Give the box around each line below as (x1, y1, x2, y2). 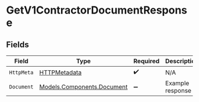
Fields (6, 40, 30, 50)
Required (133, 57, 160, 65)
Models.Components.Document (39, 83, 128, 91)
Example (165, 79, 190, 87)
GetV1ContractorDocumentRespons (6, 4, 188, 17)
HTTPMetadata (39, 68, 82, 77)
